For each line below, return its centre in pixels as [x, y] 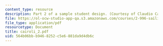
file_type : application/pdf [33, 23]
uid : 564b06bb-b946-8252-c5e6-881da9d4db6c [50, 36]
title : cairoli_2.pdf [27, 32]
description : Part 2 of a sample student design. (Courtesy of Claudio [79, 14]
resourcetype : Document [29, 27]
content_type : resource [29, 9]
